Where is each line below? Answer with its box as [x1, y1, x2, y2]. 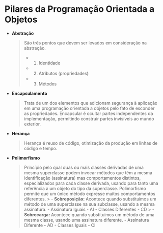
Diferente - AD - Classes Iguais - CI [24, 222, 96, 228]
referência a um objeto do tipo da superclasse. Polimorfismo [24, 185, 146, 191]
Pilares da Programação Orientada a [4, 3, 155, 15]
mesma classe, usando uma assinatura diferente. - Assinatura [24, 217, 149, 223]
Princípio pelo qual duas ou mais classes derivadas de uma [24, 164, 144, 170]
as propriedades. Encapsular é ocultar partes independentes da [24, 110, 153, 116]
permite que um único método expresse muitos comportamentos [24, 191, 156, 196]
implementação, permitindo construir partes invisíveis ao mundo [24, 116, 154, 121]
